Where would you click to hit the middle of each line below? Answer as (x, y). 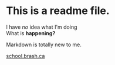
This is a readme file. (58, 11)
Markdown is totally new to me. (44, 45)
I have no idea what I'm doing (42, 27)
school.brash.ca (26, 56)
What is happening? (31, 33)
